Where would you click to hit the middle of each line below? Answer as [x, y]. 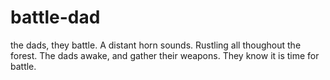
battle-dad [55, 17]
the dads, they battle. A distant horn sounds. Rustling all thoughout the [156, 45]
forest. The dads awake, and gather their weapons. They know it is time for [165, 55]
